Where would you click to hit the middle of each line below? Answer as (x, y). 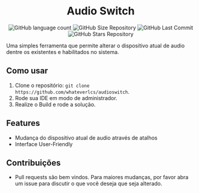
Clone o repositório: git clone (52, 85)
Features (23, 123)
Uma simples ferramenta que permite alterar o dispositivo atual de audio (95, 46)
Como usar (27, 71)
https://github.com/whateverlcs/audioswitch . (72, 92)
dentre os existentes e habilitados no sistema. (63, 52)
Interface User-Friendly (44, 144)
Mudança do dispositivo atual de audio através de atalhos (86, 138)
